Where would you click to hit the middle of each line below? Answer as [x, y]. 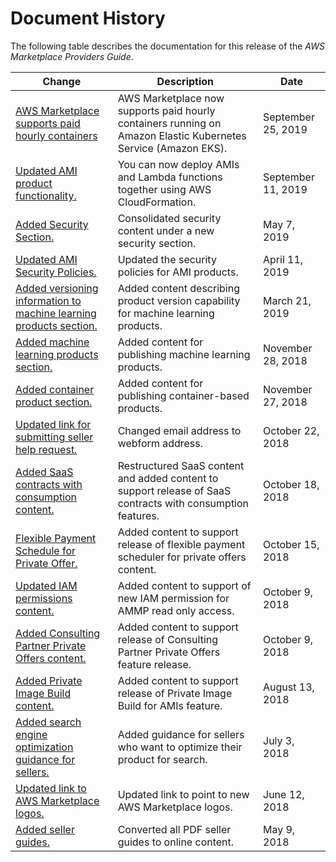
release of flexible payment [181, 544]
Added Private [49, 680]
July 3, [279, 740]
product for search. [162, 759]
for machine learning [166, 313]
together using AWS [164, 189]
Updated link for [53, 424]
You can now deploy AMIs [178, 164]
